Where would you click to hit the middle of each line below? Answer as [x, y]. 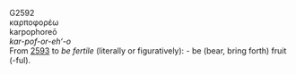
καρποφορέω [34, 22]
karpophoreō [33, 32]
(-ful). [20, 60]
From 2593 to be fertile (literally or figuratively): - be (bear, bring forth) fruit [148, 51]
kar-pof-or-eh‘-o [40, 41]
